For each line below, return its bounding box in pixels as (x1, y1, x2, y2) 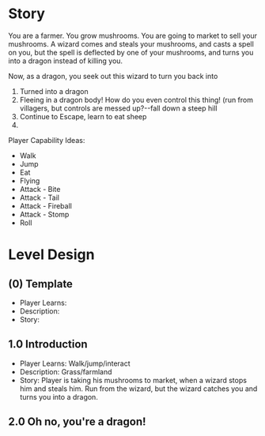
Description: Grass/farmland (19, 366, 112, 376)
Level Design (8, 246, 95, 264)
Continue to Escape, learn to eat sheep (19, 111, 147, 121)
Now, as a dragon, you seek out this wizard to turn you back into (8, 71, 218, 81)
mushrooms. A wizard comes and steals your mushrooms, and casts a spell (8, 39, 255, 48)
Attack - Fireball (19, 201, 73, 210)
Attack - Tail (19, 193, 59, 202)
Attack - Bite (19, 184, 61, 194)
